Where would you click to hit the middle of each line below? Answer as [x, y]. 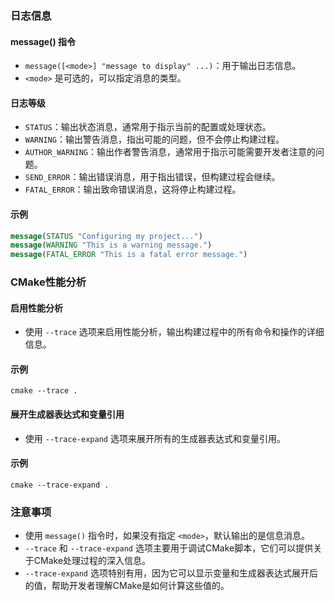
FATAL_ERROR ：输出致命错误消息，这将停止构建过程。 [133, 189]
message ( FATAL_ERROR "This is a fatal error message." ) [129, 255]
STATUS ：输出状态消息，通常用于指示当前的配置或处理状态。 [148, 127]
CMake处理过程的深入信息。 [92, 561]
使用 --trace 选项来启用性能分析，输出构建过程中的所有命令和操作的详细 [174, 332]
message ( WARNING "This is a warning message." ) [111, 245]
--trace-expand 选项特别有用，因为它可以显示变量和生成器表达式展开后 [171, 573]
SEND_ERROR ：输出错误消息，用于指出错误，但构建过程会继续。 [152, 177]
